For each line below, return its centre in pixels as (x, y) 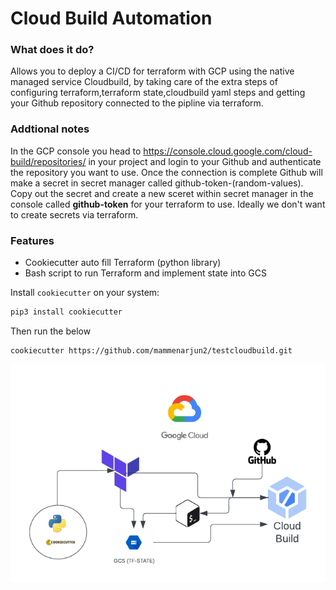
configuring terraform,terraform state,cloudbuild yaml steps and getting (158, 93)
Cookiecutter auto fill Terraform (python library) (123, 263)
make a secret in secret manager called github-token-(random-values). (157, 183)
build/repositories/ (48, 161)
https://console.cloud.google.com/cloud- (228, 151)
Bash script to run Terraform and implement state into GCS (145, 273)
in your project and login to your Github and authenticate (205, 161)
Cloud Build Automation (111, 18)
